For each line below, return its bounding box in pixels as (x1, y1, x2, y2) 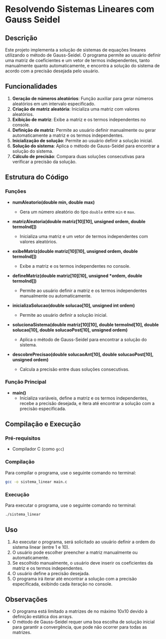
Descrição (5, 34, 38, 42)
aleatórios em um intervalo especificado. (12, 101, 95, 107)
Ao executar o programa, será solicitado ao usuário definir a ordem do (12, 539, 156, 545)
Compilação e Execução (5, 420, 81, 428)
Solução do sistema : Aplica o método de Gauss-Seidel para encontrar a (12, 143, 160, 149)
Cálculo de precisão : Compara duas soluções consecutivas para (12, 153, 145, 159)
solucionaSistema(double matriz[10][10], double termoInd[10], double (12, 321, 159, 328)
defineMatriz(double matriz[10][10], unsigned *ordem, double (12, 273, 142, 279)
